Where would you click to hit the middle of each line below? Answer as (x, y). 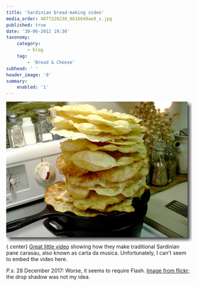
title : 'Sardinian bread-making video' (55, 12)
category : (29, 44)
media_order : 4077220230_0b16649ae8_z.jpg (59, 19)
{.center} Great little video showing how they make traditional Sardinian (93, 247)
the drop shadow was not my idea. (48, 277)
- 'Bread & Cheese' (51, 62)
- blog (35, 50)
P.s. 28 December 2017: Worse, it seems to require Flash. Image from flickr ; (98, 271)
